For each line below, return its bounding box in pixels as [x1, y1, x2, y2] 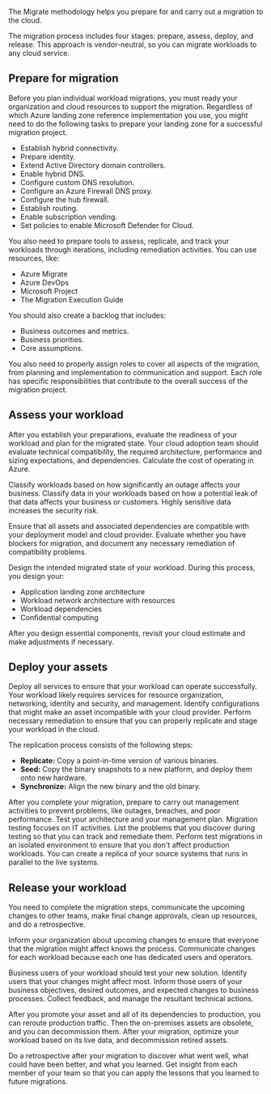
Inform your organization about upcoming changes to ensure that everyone [8, 936, 259, 945]
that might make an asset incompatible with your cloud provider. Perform [8, 708, 252, 717]
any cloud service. [8, 49, 70, 57]
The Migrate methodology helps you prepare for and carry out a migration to [8, 7, 264, 16]
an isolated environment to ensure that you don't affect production [8, 840, 230, 850]
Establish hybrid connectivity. [19, 143, 119, 153]
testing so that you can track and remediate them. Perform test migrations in [8, 832, 263, 842]
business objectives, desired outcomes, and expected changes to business [8, 986, 259, 995]
